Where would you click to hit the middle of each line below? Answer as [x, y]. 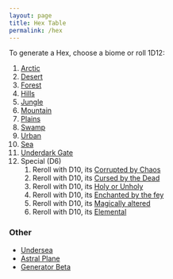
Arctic [30, 68]
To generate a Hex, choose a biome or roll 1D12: [87, 53]
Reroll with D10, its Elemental [79, 212]
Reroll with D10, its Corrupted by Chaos [96, 170]
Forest [31, 85]
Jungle [32, 102]
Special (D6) [41, 161]
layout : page [31, 15]
